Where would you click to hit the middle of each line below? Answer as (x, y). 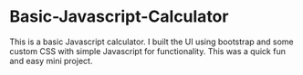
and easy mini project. (51, 61)
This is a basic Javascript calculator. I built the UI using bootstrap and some (151, 42)
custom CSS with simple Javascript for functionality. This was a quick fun (147, 51)
